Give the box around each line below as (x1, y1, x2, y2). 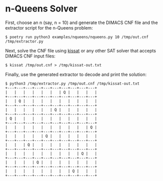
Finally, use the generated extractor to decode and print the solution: (5, 71, 146, 77)
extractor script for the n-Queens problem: (5, 24, 93, 30)
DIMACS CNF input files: (5, 53, 56, 59)
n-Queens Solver (5, 3, 77, 14)
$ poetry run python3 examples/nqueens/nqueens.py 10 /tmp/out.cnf (5, 34, 149, 39)
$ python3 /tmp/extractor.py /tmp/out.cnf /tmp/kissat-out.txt (5, 81, 140, 86)
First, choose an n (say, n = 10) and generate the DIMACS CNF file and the (5, 19, 158, 25)
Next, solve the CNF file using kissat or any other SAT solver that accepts (5, 47, 156, 53)
